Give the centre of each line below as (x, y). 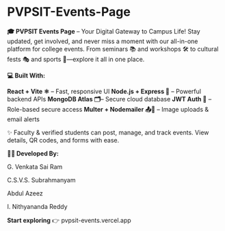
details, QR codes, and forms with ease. (63, 140)
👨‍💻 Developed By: (33, 153)
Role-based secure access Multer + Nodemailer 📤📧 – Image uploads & (108, 109)
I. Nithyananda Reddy (37, 206)
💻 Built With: (26, 75)
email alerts (23, 119)
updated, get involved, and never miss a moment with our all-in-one (103, 41)
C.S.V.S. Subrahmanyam (41, 180)
